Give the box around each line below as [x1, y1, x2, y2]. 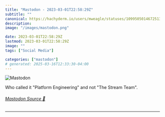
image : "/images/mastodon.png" [5, 26, 69, 30]
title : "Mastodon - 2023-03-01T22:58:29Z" [5, 7, 93, 12]
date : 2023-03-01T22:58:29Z [5, 34, 63, 39]
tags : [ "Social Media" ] [5, 48, 54, 53]
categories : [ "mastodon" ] [5, 57, 58, 62]
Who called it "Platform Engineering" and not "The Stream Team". [5, 85, 138, 90]
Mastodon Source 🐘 [5, 95, 46, 101]
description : [5, 21, 32, 26]
